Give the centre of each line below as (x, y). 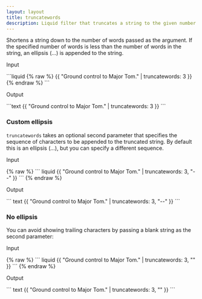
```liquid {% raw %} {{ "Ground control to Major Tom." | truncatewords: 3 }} (99, 77)
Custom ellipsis (30, 122)
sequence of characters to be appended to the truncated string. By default (99, 141)
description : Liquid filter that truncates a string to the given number (101, 23)
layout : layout (25, 12)
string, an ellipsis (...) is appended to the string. (65, 53)
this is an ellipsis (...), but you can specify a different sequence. (85, 148)
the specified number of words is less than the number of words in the (94, 47)
